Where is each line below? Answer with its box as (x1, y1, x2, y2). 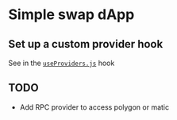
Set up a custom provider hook (8, 37, 164, 51)
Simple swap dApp (8, 6, 135, 24)
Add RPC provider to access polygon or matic (19, 102, 170, 112)
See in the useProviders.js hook (8, 58, 115, 68)
